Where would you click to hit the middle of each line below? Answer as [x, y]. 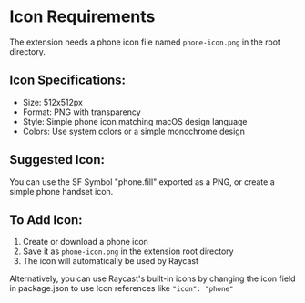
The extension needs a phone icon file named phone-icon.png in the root [145, 42]
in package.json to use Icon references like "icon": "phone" [122, 288]
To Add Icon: [46, 220]
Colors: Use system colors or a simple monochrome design [134, 131]
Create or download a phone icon [85, 242]
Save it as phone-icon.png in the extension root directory [128, 251]
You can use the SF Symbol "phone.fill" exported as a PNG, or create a [142, 182]
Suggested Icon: [57, 160]
